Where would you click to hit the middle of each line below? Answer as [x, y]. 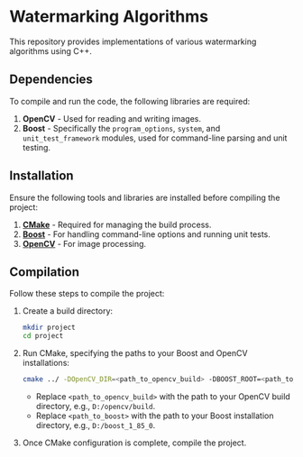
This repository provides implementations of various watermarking [133, 41]
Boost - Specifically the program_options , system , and [121, 128]
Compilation [44, 272]
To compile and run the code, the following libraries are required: [130, 101]
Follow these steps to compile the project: [87, 294]
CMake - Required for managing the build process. [117, 224]
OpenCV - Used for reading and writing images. [111, 118]
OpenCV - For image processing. [84, 243]
